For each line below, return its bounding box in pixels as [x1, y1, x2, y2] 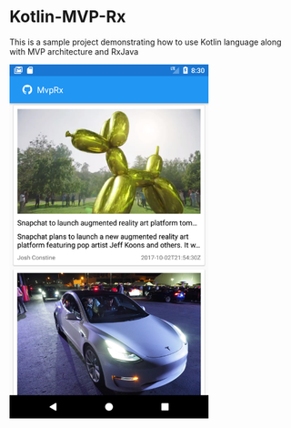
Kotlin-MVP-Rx [9, 6, 126, 27]
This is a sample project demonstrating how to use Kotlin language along [9, 36, 282, 47]
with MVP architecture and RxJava [9, 46, 139, 56]
